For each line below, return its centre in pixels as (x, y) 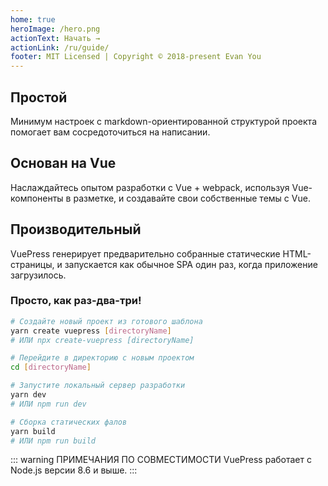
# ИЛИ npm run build (53, 441)
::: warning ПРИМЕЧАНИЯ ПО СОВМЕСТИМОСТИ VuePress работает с (161, 460)
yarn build (33, 431)
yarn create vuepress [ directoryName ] (91, 331)
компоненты (37, 198)
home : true (33, 19)
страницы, (32, 264)
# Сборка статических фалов (69, 422)
